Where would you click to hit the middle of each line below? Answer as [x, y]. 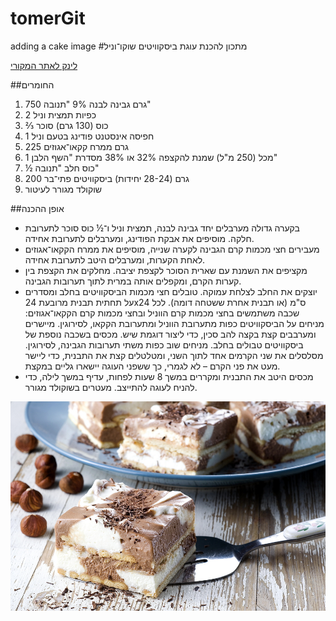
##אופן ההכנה [37, 208]
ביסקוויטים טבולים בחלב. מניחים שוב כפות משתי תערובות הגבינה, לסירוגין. [164, 344]
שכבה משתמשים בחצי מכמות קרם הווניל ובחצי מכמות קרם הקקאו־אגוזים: [162, 313]
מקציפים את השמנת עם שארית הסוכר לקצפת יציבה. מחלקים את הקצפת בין [166, 270]
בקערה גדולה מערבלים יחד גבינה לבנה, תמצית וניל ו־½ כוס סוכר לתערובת [162, 228]
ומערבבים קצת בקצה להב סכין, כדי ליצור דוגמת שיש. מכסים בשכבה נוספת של [170, 334]
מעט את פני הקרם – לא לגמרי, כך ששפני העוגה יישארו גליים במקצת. [152, 366]
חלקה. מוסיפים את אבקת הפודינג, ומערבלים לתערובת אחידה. [139, 238]
